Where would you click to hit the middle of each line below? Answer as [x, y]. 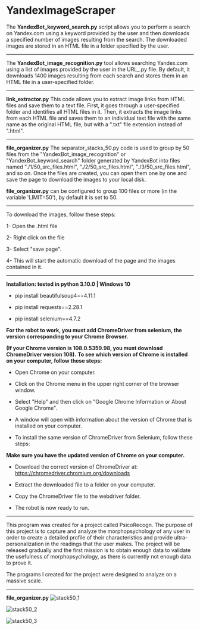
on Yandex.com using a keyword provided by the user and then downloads [98, 33]
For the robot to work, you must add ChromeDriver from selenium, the [94, 330]
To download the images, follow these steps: [61, 214]
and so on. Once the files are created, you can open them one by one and [97, 173]
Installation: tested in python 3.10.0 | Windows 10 [68, 284]
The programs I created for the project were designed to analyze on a [91, 574]
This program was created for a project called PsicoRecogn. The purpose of [99, 525]
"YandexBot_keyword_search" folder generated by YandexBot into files [93, 160]
